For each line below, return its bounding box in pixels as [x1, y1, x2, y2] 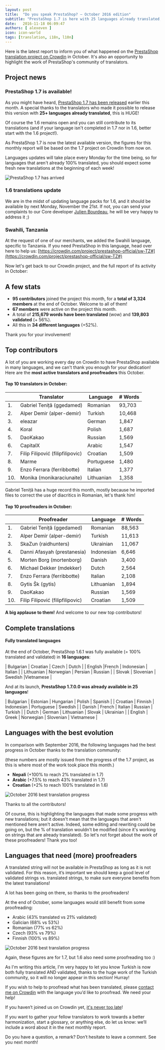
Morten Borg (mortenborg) [20, 556, 82, 563]
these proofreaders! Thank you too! [5, 837, 77, 843]
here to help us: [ [5, 248, 40, 254]
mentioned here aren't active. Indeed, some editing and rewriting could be [5, 821, 156, 827]
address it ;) [5, 214, 30, 220]
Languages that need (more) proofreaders [5, 851, 137, 859]
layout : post [5, 7, 32, 12]
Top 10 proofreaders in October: [5, 503, 72, 509]
